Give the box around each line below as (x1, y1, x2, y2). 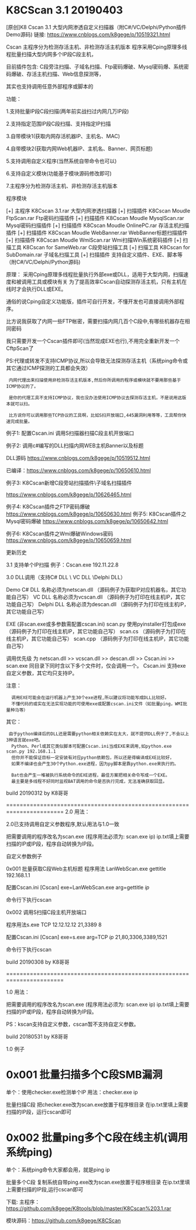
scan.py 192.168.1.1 (6, 748, 57, 754)
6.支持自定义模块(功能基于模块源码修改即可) (6, 170, 112, 177)
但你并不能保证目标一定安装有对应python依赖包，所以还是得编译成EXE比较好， (11, 754, 174, 761)
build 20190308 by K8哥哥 (6, 958, 70, 966)
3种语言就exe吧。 (6, 737, 43, 743)
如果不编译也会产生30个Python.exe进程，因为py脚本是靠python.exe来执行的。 (11, 761, 179, 767)
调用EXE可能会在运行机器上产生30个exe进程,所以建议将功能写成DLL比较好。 (11, 695, 170, 700)
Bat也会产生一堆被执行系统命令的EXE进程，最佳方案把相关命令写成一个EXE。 (11, 772, 170, 778)
